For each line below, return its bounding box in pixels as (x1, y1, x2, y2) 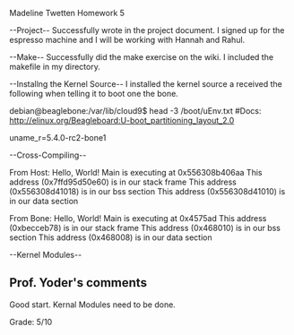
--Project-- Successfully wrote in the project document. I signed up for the (9, 25, 285, 35)
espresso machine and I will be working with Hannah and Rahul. (9, 35, 246, 45)
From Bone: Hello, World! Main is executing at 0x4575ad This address (9, 213, 267, 223)
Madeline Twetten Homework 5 (9, 8, 125, 18)
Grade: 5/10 (9, 316, 53, 327)
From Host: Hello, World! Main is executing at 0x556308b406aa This (9, 167, 263, 177)
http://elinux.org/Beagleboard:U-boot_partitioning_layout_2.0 (9, 116, 235, 125)
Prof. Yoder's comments (9, 275, 148, 290)
